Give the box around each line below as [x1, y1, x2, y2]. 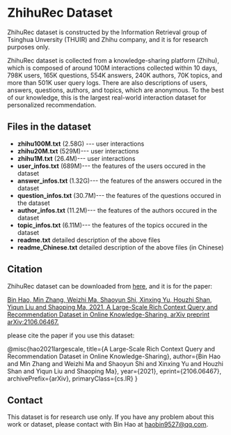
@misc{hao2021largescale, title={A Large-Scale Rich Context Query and [7, 344, 216, 353]
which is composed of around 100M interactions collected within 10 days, [7, 63, 218, 72]
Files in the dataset [7, 121, 92, 133]
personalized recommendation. [7, 100, 97, 109]
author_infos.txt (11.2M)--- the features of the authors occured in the [17, 206, 217, 214]
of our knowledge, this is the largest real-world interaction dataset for [7, 93, 207, 102]
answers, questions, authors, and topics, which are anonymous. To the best [7, 86, 224, 94]
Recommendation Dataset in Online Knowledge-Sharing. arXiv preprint [7, 310, 210, 319]
